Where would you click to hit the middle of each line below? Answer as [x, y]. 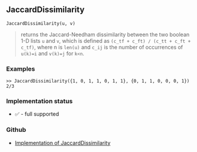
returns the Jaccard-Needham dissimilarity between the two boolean [105, 34]
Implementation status [39, 102]
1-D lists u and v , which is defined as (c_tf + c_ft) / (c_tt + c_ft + [106, 40]
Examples [21, 69]
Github [16, 130]
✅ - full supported [37, 114]
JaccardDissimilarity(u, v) [41, 23]
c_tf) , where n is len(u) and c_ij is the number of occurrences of [102, 47]
